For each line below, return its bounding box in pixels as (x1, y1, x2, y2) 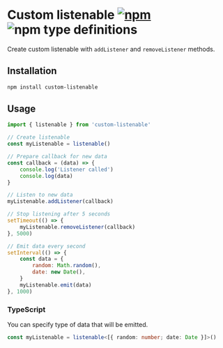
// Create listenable (7, 134, 70, 141)
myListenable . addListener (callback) (7, 198, 114, 205)
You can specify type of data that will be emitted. (7, 320, 148, 328)
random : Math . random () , (32, 262, 101, 269)
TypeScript (7, 304, 46, 314)
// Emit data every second (7, 243, 86, 250)
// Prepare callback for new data (7, 153, 108, 160)
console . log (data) (20, 172, 73, 179)
